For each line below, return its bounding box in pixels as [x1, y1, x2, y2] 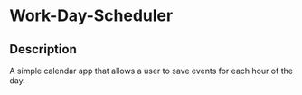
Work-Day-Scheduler [9, 5, 174, 26]
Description [9, 42, 77, 57]
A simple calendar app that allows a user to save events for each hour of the [9, 65, 294, 76]
